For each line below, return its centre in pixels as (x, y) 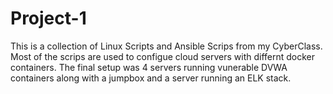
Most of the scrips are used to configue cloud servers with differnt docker (163, 56)
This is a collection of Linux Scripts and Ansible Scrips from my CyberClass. (166, 46)
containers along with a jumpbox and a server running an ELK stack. (151, 78)
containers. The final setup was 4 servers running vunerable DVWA (149, 67)
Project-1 (48, 18)
